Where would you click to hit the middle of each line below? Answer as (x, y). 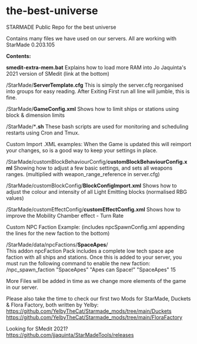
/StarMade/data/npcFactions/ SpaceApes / (57, 244)
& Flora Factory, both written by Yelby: (52, 305)
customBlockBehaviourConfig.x (147, 161)
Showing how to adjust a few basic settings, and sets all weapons (93, 168)
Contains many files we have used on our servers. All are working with (91, 38)
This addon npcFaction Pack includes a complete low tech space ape (90, 251)
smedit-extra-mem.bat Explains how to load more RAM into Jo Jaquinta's (96, 67)
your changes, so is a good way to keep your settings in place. (82, 150)
